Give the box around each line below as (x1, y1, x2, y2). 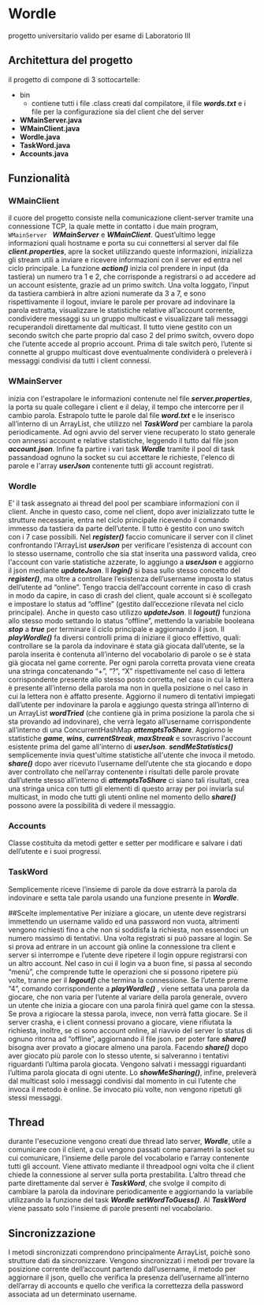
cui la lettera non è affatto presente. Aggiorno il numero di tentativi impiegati (8, 692, 255, 701)
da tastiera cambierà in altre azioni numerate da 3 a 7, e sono (8, 289, 206, 299)
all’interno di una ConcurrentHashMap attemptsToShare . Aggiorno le (8, 725, 234, 735)
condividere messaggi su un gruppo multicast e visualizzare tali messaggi (8, 314, 248, 324)
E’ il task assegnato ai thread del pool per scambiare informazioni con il (8, 498, 240, 508)
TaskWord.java (19, 140, 71, 150)
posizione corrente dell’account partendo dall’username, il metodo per (8, 1265, 236, 1274)
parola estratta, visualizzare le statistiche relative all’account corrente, (8, 306, 235, 315)
